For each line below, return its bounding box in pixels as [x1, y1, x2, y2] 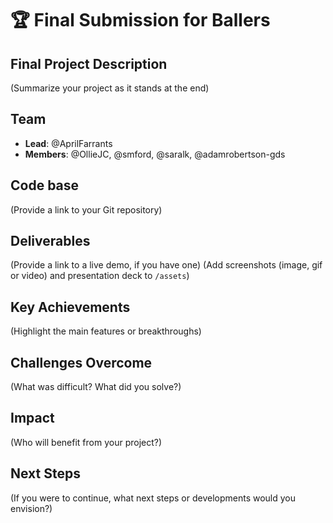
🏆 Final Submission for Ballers [10, 9, 271, 32]
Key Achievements [10, 298, 131, 316]
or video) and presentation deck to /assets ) [10, 270, 190, 282]
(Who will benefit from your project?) [10, 436, 163, 448]
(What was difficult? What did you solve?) [10, 381, 182, 393]
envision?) [10, 502, 53, 514]
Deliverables [10, 233, 91, 250]
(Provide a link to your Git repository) [10, 203, 163, 216]
